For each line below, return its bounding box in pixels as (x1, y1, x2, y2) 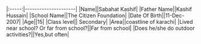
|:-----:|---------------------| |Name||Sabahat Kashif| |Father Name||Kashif (6, 6, 192, 12)
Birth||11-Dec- (149, 12, 185, 19)
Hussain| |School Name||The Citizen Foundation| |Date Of (6, 12, 149, 19)
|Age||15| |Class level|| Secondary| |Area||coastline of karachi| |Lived (22, 18, 193, 25)
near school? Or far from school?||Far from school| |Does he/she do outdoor (6, 24, 195, 32)
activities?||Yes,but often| (6, 31, 70, 38)
